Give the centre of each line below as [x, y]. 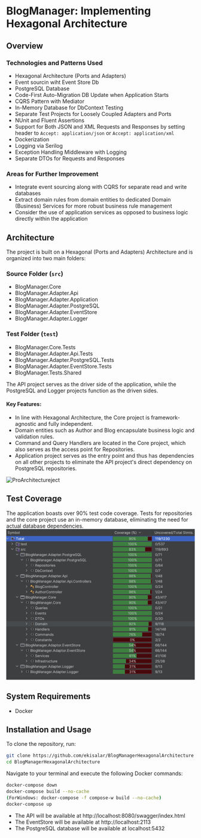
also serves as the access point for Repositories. [75, 449]
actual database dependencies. [45, 526]
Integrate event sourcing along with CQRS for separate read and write [101, 187]
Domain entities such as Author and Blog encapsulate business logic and [105, 430]
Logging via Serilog [39, 145]
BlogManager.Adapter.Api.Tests [54, 354]
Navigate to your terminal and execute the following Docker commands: [95, 773]
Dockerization [32, 139]
